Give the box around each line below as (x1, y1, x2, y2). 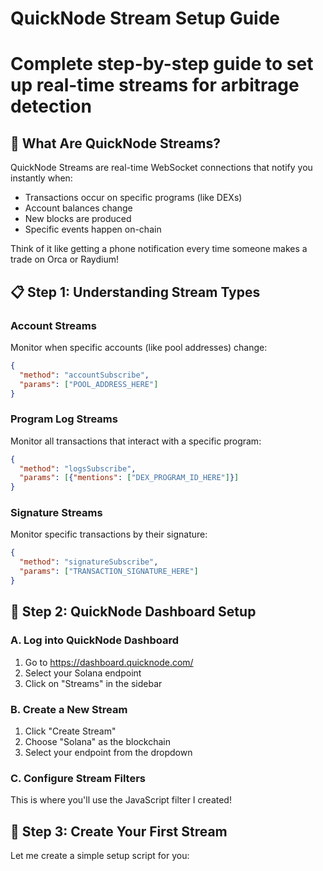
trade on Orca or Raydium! (10, 253, 119, 266)
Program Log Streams (10, 412, 118, 426)
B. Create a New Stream (10, 702, 128, 716)
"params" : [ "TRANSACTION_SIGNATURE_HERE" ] (19, 567, 199, 577)
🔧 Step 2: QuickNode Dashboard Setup (10, 603, 257, 621)
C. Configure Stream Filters (10, 771, 147, 785)
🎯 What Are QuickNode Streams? (10, 135, 221, 152)
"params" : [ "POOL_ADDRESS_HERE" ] (19, 379, 159, 389)
